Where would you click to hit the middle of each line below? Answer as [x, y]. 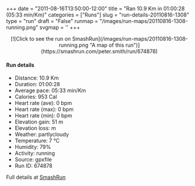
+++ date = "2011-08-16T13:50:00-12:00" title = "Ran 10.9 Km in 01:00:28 [95, 9]
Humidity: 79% [33, 147]
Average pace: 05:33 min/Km [50, 90]
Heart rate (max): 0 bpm [44, 109]
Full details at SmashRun [36, 177]
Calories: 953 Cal [36, 97]
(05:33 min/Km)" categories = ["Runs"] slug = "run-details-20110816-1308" [98, 15]
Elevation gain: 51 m [39, 122]
